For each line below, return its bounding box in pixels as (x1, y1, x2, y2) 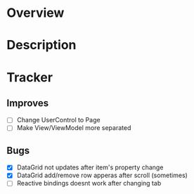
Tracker (6, 69, 53, 85)
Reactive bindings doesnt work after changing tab (16, 179, 162, 188)
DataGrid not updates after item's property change (16, 163, 164, 172)
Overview (6, 5, 65, 21)
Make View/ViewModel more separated (16, 124, 131, 132)
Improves (6, 97, 49, 109)
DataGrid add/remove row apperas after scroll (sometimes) (16, 171, 188, 180)
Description (6, 37, 77, 53)
